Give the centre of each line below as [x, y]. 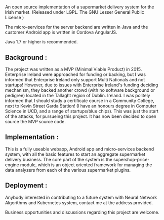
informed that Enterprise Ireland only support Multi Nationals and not [75, 80]
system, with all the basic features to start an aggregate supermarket [75, 154]
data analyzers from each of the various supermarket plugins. [68, 170]
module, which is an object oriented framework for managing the [86, 165]
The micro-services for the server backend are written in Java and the [77, 27]
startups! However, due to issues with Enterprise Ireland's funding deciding [82, 85]
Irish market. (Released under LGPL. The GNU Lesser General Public [75, 12]
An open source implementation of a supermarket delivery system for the [80, 7]
